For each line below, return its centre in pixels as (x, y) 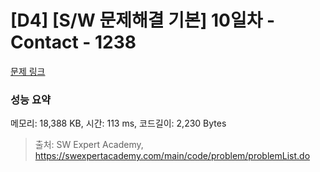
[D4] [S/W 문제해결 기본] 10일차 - (143, 20)
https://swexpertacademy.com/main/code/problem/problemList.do (172, 156)
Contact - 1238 (73, 42)
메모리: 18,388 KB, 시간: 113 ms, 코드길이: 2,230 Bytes (118, 123)
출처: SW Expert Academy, (89, 145)
